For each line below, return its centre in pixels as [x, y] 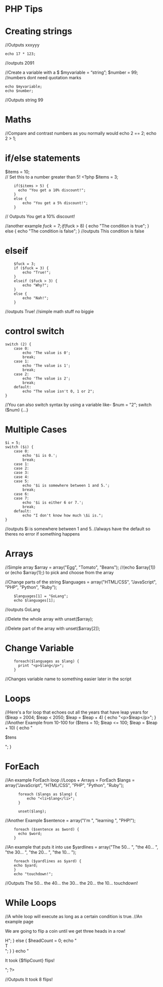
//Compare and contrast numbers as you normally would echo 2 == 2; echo [81, 134]
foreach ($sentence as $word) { [46, 829]
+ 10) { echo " [19, 728]
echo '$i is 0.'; [40, 455]
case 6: [21, 494]
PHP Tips [24, 9]
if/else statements [43, 158]
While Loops [31, 903]
